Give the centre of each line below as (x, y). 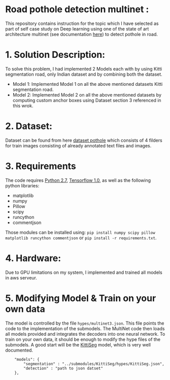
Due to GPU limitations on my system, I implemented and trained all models (84, 272)
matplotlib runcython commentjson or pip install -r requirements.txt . (81, 238)
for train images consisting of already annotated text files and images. (78, 145)
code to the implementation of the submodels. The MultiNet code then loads (85, 328)
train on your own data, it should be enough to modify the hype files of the (83, 339)
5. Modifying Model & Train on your (81, 298)
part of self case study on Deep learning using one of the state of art (77, 28)
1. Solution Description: (55, 55)
